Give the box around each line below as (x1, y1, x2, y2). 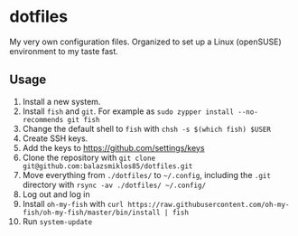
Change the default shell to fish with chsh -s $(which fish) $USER (22, 123, 271, 134)
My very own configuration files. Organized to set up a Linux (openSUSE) (9, 36, 282, 47)
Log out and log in (22, 188, 90, 200)
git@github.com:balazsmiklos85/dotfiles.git (22, 161, 193, 171)
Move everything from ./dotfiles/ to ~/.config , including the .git (22, 169, 271, 180)
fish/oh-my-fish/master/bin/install (22, 208, 161, 217)
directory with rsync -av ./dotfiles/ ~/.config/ (22, 179, 206, 190)
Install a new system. (22, 96, 101, 107)
